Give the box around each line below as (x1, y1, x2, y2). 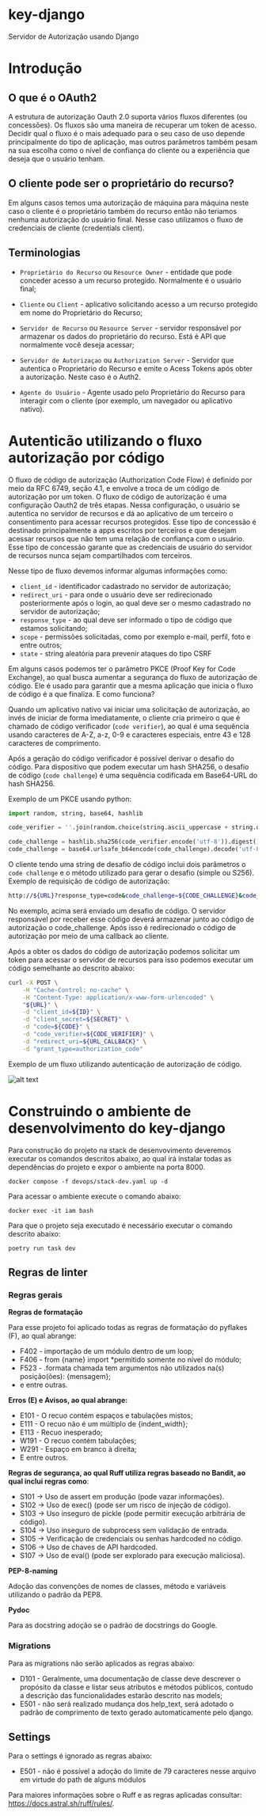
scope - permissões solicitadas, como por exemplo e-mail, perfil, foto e (19, 632, 251, 641)
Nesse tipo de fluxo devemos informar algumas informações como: (8, 566, 228, 576)
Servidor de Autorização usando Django (8, 32, 139, 41)
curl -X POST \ (8, 978, 59, 986)
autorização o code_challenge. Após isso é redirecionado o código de (8, 922, 236, 932)
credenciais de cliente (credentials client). (8, 223, 145, 233)
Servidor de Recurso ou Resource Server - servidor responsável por (19, 323, 241, 332)
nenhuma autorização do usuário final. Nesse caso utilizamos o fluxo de (8, 215, 244, 224)
